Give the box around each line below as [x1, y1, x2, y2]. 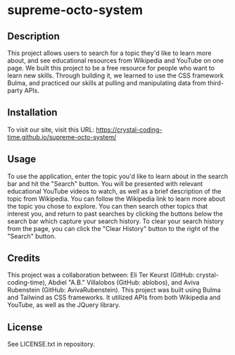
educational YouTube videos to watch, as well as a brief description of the [7, 187, 222, 195]
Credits [7, 252, 41, 264]
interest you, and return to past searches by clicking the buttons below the [7, 209, 223, 218]
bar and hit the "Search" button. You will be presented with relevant [7, 179, 203, 188]
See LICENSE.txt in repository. [7, 340, 95, 349]
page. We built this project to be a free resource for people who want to [7, 64, 215, 72]
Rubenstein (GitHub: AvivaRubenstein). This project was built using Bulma [7, 286, 222, 294]
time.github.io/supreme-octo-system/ [7, 132, 117, 141]
